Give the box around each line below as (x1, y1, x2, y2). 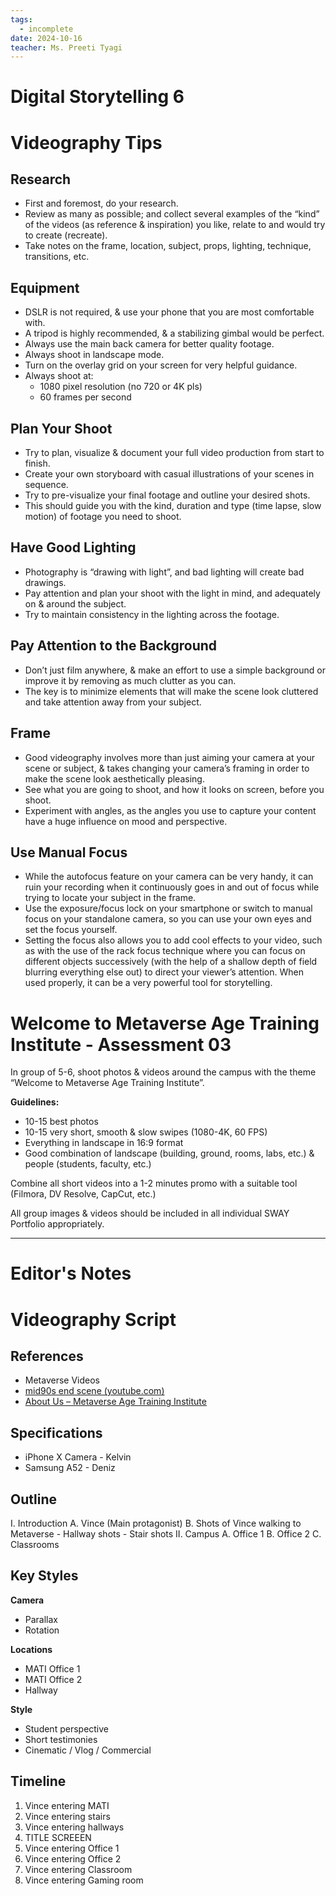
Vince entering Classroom (24, 1863, 133, 1875)
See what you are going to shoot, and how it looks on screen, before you (24, 783, 325, 795)
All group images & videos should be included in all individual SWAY (10, 1207, 290, 1220)
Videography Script (10, 1308, 177, 1331)
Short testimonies (24, 1733, 98, 1745)
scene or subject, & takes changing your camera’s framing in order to (24, 762, 310, 774)
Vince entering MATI (24, 1799, 110, 1811)
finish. (24, 457, 51, 470)
